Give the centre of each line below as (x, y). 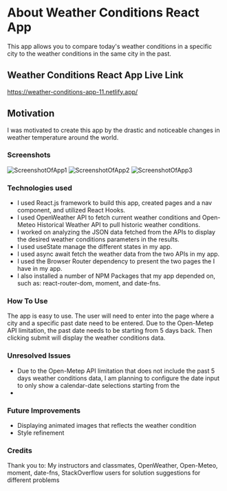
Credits (20, 450)
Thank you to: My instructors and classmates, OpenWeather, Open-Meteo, (112, 466)
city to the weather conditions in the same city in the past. (89, 54)
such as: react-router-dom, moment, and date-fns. (89, 283)
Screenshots (29, 155)
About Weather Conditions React (103, 13)
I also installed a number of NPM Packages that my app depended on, (116, 276)
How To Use (28, 301)
